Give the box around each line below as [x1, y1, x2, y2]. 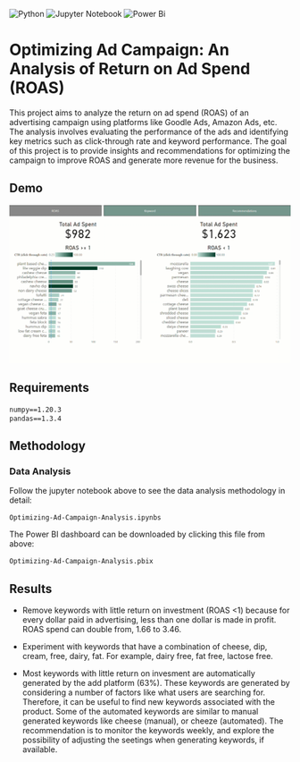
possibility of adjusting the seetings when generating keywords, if [21, 734, 265, 746]
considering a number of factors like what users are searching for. [21, 687, 266, 698]
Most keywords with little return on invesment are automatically [21, 668, 256, 679]
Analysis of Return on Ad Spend [9, 59, 251, 80]
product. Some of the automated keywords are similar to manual [21, 707, 259, 717]
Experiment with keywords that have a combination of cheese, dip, [21, 641, 268, 652]
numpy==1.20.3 [9, 405, 62, 414]
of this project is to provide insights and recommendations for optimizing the [9, 145, 290, 156]
